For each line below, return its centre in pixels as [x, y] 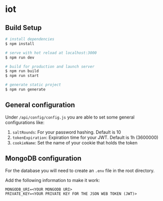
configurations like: [25, 122]
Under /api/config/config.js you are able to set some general [70, 117]
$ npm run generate [25, 89]
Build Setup [23, 28]
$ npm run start [22, 76]
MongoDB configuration [43, 158]
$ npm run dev [20, 57]
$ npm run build [22, 71]
